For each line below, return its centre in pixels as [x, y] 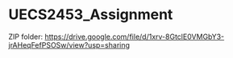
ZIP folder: [26, 37]
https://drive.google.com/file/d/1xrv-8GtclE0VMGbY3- [134, 37]
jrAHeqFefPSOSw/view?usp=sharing [69, 44]
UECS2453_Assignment [91, 15]
